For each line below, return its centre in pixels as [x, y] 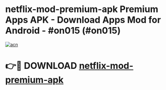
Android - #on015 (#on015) [63, 31]
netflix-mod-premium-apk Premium [82, 9]
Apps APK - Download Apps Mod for [83, 20]
